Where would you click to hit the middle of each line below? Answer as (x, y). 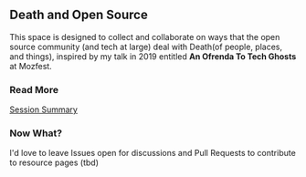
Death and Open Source (79, 15)
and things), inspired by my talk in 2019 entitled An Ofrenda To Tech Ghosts (153, 56)
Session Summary (43, 109)
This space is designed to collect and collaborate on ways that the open (145, 36)
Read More (34, 89)
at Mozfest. (31, 66)
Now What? (36, 133)
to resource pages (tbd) (54, 162)
